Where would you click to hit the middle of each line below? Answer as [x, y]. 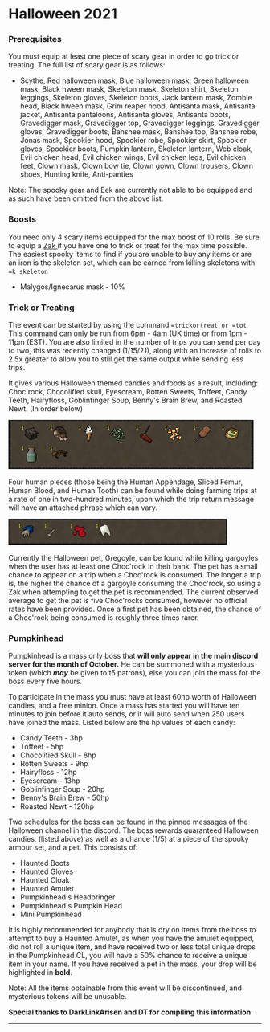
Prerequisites [35, 39]
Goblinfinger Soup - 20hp [62, 789]
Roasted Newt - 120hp [57, 806]
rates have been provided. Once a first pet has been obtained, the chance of [135, 609]
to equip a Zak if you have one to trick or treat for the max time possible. [128, 245]
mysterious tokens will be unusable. [67, 997]
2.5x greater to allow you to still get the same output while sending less [126, 359]
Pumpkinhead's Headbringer [67, 897]
